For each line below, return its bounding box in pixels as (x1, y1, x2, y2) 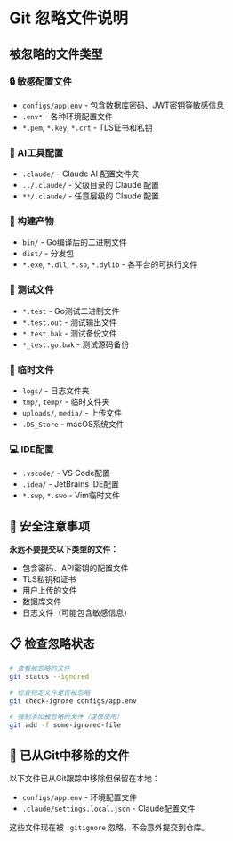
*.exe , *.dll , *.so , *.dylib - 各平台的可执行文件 (21, 259, 198, 270)
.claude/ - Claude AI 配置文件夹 (21, 168, 140, 179)
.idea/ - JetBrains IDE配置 (21, 479, 120, 489)
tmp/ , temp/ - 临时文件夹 (21, 397, 110, 408)
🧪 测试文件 (9, 284, 55, 296)
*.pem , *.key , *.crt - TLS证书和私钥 (21, 122, 153, 133)
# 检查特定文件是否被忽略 (9, 688, 91, 697)
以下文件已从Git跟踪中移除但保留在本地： (9, 773, 160, 784)
